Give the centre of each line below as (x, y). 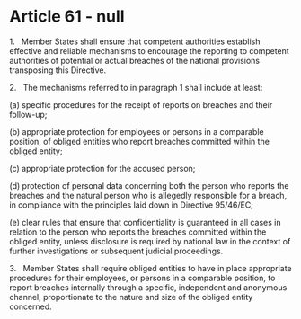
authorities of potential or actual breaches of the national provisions (135, 60)
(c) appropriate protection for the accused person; (102, 168)
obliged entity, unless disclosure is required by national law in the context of (150, 241)
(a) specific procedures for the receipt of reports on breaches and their (141, 104)
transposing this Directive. (58, 70)
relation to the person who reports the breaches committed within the (138, 232)
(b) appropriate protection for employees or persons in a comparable (137, 131)
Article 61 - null (67, 17)
